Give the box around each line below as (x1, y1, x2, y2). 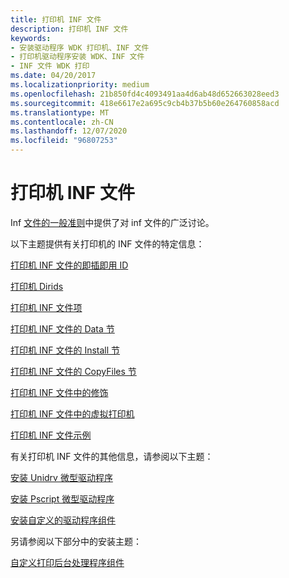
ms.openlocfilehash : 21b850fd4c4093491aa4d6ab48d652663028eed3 (10, 89, 280, 99)
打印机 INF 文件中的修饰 (10, 386, 109, 398)
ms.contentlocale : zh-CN (10, 117, 114, 127)
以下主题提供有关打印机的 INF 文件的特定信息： (10, 237, 205, 250)
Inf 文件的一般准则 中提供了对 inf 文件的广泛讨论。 (10, 216, 215, 228)
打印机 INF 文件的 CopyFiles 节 (10, 365, 137, 377)
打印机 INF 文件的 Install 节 (10, 344, 121, 356)
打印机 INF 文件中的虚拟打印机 (10, 407, 135, 420)
